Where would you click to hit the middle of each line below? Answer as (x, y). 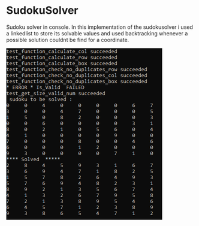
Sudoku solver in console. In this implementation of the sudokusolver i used (100, 27)
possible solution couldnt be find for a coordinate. (68, 40)
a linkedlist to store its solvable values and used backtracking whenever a (97, 33)
